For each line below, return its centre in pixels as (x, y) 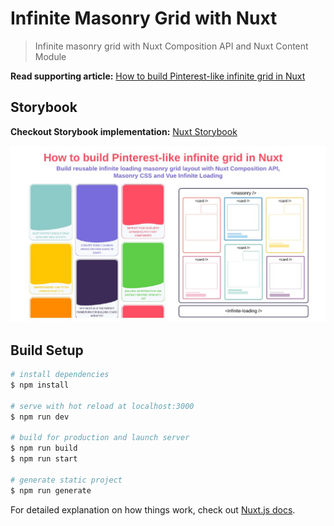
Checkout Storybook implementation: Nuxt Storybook (124, 131)
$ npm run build (44, 448)
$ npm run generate (51, 490)
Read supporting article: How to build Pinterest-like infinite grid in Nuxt (158, 76)
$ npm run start (44, 459)
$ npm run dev (40, 417)
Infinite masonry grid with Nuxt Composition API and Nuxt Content (171, 46)
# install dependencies (60, 375)
